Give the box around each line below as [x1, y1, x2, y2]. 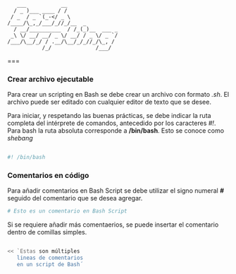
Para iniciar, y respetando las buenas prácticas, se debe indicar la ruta [7, 112, 211, 120]
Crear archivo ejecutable [7, 74, 94, 84]
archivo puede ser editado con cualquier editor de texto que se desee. [7, 97, 211, 107]
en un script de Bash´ [16, 261, 83, 268]
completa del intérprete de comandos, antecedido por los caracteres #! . [7, 119, 216, 128]
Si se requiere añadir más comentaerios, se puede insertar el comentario [7, 220, 219, 229]
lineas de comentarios [16, 254, 83, 262]
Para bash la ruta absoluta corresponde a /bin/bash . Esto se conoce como [7, 126, 224, 135]
